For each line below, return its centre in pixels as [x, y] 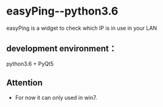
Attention [24, 83]
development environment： [62, 49]
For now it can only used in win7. [56, 97]
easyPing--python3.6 [62, 11]
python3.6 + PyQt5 [30, 64]
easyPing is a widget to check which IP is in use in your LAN [81, 28]
